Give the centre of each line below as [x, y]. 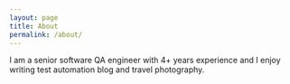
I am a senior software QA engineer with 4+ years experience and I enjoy [145, 61]
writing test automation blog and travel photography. [107, 70]
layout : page [34, 18]
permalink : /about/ [46, 34]
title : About [34, 26]
